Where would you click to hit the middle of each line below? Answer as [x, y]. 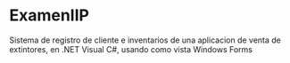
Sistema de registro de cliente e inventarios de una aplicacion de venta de [145, 40]
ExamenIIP [49, 16]
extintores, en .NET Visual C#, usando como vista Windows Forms [131, 49]
